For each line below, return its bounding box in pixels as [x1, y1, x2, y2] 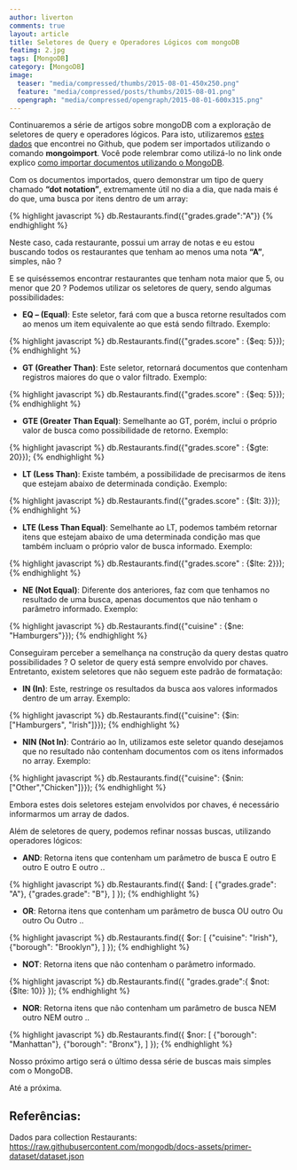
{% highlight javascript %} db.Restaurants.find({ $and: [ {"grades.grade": [9, 879, 277, 890]
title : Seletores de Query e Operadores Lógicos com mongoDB [9, 37, 240, 47]
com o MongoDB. [9, 1065, 74, 1076]
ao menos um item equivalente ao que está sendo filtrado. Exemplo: [21, 318, 270, 329]
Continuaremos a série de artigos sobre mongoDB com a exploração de [9, 120, 272, 130]
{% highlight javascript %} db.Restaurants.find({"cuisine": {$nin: [9, 773, 244, 783]
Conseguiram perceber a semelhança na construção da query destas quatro [9, 648, 289, 658]
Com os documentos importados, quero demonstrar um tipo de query [9, 175, 264, 185]
